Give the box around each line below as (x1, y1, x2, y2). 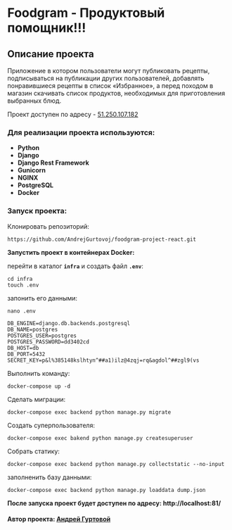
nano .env (7, 308, 37, 315)
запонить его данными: (7, 294, 78, 302)
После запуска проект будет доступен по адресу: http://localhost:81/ (7, 498, 221, 507)
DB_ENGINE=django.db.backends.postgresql (7, 320, 131, 327)
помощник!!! (7, 20, 86, 36)
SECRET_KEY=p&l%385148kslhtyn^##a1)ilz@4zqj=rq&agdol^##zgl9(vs (7, 357, 200, 364)
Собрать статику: (7, 447, 60, 455)
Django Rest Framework (17, 158, 89, 167)
